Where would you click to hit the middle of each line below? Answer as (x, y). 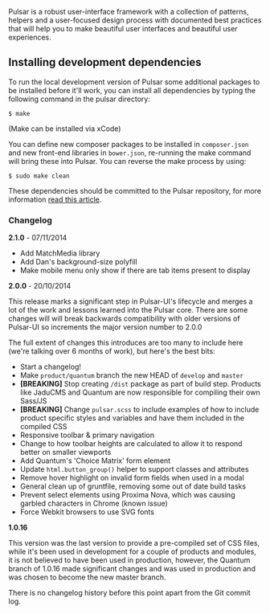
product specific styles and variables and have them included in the (132, 418)
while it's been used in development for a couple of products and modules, (133, 552)
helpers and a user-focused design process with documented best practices (135, 20)
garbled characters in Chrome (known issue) (94, 503)
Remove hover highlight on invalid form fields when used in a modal (132, 478)
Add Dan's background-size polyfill (79, 262)
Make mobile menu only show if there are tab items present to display (135, 270)
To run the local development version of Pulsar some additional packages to (134, 82)
